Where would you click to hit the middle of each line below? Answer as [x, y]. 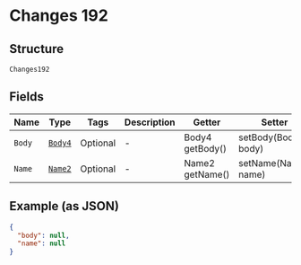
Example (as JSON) [64, 206]
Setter [275, 122]
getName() [207, 174]
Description [150, 122]
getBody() [205, 148]
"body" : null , [43, 235]
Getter [207, 122]
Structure [37, 49]
